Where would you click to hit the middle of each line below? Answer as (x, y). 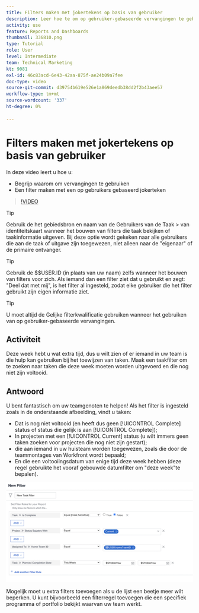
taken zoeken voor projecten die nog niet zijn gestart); (81, 443)
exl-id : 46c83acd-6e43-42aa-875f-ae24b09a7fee (65, 75)
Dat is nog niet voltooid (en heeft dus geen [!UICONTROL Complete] (98, 424)
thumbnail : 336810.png (34, 38)
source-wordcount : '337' (37, 100)
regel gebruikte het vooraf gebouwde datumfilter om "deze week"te (97, 468)
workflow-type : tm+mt (33, 94)
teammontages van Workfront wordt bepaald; (70, 455)
